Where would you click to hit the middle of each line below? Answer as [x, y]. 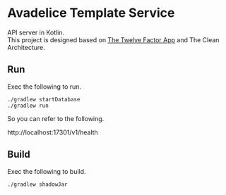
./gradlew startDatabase [44, 99]
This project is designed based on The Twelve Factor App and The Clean [113, 39]
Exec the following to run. [44, 87]
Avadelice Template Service [91, 13]
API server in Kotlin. [36, 32]
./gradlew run [28, 106]
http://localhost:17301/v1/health [53, 132]
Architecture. [26, 47]
